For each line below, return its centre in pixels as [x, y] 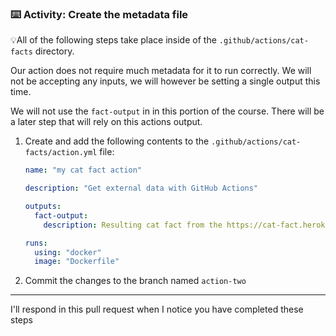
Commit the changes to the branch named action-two [135, 281]
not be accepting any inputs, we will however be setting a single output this [165, 81]
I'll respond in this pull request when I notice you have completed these [157, 309]
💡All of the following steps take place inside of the [113, 40]
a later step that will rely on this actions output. [106, 122]
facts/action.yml [61, 153]
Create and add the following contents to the [117, 141]
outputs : [43, 207]
